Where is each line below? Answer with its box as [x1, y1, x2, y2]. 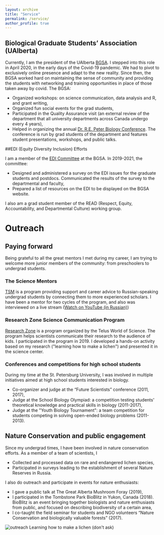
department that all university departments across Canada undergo [12, 116, 148, 122]
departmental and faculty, [12, 180, 65, 186]
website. [12, 191, 30, 197]
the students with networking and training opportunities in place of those [5, 80, 152, 86]
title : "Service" [5, 12, 41, 17]
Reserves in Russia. [12, 470, 52, 476]
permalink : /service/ [5, 16, 49, 21]
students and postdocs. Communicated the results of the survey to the [12, 176, 155, 181]
